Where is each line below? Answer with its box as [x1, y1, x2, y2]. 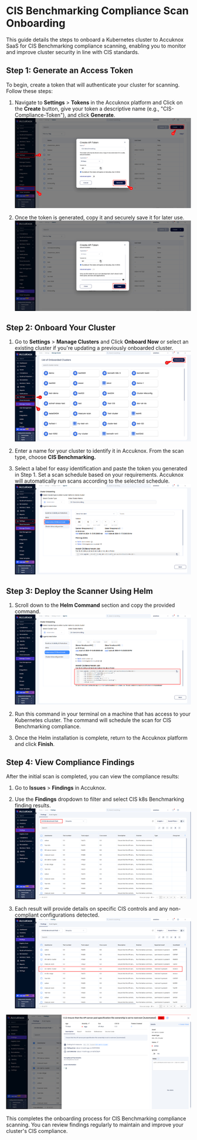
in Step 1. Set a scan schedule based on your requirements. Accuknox [14, 471, 184, 478]
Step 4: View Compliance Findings [6, 757, 135, 767]
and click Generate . [67, 111, 116, 118]
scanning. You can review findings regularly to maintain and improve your [6, 1121, 184, 1128]
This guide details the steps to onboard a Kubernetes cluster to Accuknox [6, 36, 184, 43]
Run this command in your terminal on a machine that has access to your [14, 710, 191, 717]
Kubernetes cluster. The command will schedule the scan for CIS [14, 716, 172, 724]
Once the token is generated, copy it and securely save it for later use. [14, 214, 185, 221]
